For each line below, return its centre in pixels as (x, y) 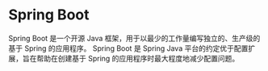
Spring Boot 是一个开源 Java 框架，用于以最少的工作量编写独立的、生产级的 (134, 38)
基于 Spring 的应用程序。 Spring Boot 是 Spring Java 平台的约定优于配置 (128, 48)
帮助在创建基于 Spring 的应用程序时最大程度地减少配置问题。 (138, 58)
